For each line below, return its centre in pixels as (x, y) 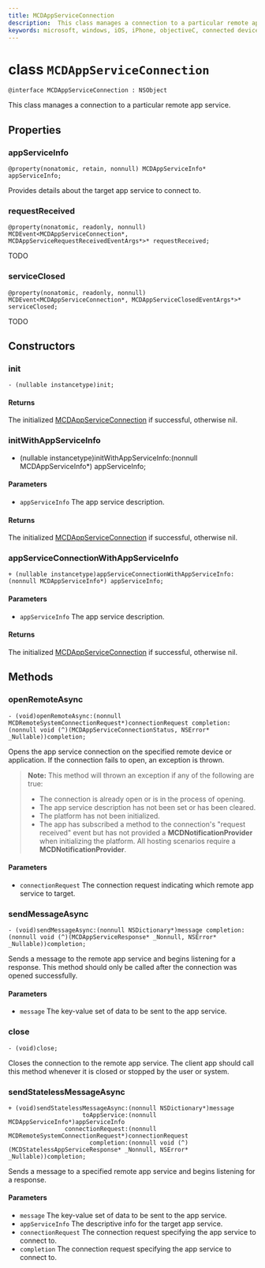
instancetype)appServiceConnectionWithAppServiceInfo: (142, 574)
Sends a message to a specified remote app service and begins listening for (132, 1171)
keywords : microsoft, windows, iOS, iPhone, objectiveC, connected (121, 30)
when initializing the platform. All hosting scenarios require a (138, 841)
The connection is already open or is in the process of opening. (142, 799)
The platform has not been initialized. (99, 816)
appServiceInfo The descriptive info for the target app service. (121, 1224)
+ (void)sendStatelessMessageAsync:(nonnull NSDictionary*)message (121, 1108)
